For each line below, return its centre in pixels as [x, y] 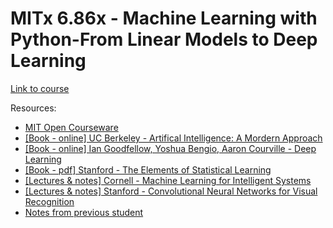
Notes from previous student [84, 212]
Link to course [40, 88]
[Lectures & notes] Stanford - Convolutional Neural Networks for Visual [171, 191]
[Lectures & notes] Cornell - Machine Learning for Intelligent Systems [168, 180]
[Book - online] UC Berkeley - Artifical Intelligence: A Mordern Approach [173, 138]
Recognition [49, 201]
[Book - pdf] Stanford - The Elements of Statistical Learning [148, 169]
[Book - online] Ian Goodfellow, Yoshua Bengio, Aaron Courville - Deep [170, 148]
